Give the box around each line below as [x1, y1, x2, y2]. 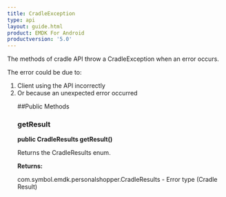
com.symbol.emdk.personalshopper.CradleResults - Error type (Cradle [17, 176, 218, 184]
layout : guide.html [7, 23, 63, 30]
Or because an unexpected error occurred [17, 89, 138, 97]
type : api [7, 17, 36, 24]
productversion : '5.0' [7, 36, 72, 43]
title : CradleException [7, 10, 76, 17]
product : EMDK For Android [7, 29, 85, 37]
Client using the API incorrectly [17, 82, 105, 90]
